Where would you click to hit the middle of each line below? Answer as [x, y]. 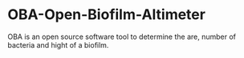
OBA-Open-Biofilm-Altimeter [107, 15]
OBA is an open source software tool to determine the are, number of [122, 37]
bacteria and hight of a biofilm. [58, 44]
